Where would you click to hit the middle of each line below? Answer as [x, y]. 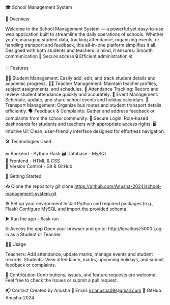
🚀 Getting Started [23, 176]
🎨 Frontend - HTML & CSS [33, 161]
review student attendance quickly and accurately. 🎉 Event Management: [82, 94]
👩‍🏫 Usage [16, 244]
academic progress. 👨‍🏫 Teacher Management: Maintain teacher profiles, [81, 84]
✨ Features [17, 68]
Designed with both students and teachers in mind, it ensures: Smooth [79, 50]
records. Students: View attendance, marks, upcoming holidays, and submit [85, 259]
